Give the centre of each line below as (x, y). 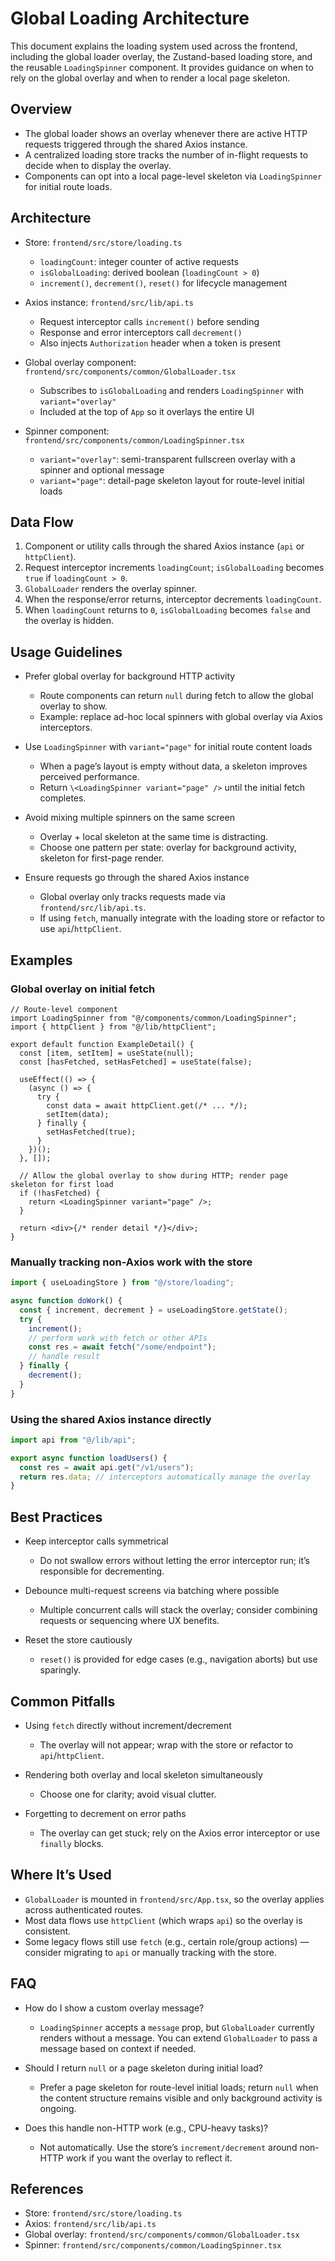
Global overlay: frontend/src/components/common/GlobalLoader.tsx (162, 2234)
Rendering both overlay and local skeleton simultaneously (143, 1774)
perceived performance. (89, 777)
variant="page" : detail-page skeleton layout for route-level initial (172, 480)
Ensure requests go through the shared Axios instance (137, 878)
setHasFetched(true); (91, 1132)
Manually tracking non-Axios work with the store (131, 1262)
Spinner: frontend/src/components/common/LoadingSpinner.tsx (153, 2245)
